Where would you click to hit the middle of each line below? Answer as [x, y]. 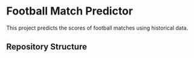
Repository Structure [47, 47]
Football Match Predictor [70, 11]
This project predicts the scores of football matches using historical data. [97, 28]
